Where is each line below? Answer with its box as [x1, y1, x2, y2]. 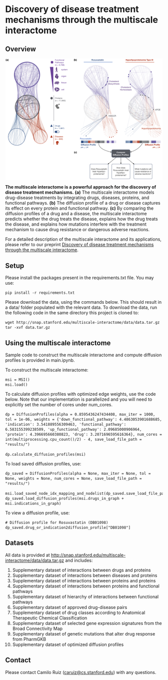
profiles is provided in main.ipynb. [5, 357, 75, 363]
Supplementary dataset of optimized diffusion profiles [12, 641, 124, 647]
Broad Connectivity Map [12, 625, 63, 631]
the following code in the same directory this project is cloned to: [5, 310, 139, 316]
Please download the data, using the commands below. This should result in [5, 299, 161, 305]
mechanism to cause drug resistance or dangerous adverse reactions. [5, 227, 150, 233]
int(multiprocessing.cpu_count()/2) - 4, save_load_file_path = [5, 437, 142, 442]
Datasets [5, 539, 34, 547]
